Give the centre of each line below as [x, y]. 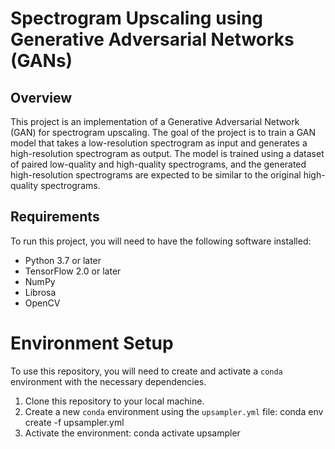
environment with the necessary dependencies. [108, 381]
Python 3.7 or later [63, 260]
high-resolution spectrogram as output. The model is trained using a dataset [167, 153]
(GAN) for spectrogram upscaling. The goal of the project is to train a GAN [163, 132]
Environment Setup [92, 343]
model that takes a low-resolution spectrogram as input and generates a [159, 143]
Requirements [55, 217]
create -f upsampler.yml [74, 422]
